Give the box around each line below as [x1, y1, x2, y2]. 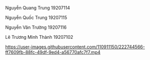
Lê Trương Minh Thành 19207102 [5, 34, 73, 40]
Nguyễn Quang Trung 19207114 [5, 5, 70, 11]
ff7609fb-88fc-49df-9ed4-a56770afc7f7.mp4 [5, 49, 101, 55]
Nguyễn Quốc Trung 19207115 [5, 15, 67, 20]
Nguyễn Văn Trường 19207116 [5, 24, 67, 30]
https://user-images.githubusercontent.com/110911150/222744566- [5, 44, 145, 50]
